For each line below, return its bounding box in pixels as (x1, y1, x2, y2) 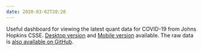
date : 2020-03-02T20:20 (6, 8, 66, 15)
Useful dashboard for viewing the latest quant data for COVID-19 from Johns (6, 25, 197, 32)
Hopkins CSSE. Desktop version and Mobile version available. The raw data (6, 31, 194, 39)
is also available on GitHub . (6, 38, 74, 45)
